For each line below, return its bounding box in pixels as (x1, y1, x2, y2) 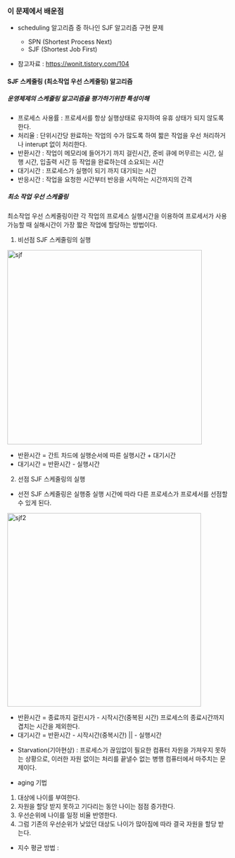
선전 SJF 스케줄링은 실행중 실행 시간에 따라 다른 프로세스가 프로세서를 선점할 (17, 489, 228, 498)
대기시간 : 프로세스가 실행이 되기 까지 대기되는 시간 (17, 166, 157, 175)
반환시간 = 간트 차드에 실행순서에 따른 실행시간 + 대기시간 (17, 450, 176, 459)
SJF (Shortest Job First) (27, 45, 98, 53)
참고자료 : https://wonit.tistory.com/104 (17, 60, 129, 68)
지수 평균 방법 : (17, 843, 59, 852)
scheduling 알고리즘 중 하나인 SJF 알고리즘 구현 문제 (17, 23, 164, 32)
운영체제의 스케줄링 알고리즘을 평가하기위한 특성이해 (7, 94, 150, 103)
